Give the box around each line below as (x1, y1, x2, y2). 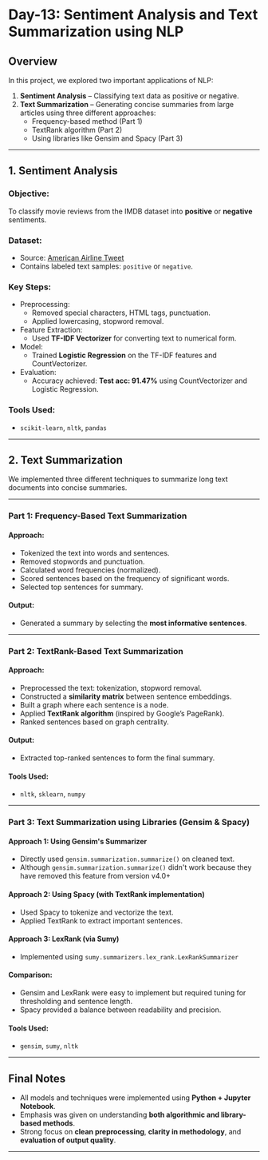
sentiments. (8, 214, 47, 225)
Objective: (8, 188, 49, 199)
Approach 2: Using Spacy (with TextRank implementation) (8, 889, 205, 899)
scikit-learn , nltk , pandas (19, 422, 108, 433)
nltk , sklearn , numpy (19, 789, 86, 799)
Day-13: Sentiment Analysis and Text (8, 6, 258, 24)
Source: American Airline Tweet (19, 253, 124, 262)
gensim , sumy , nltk (19, 1041, 78, 1050)
